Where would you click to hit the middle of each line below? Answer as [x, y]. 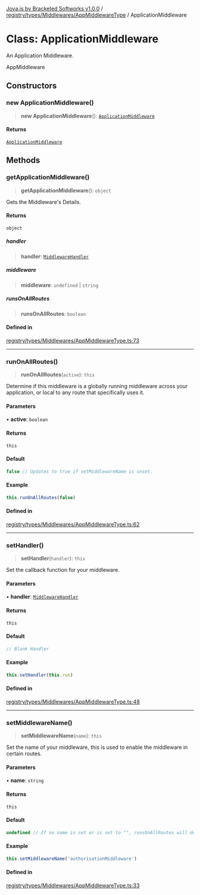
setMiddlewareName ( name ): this [61, 736]
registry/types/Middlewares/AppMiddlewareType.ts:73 [73, 340]
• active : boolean [27, 419]
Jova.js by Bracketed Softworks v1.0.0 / [54, 9]
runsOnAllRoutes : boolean [53, 314]
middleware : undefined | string [60, 285]
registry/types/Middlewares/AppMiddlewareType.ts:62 [73, 524]
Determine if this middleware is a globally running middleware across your [97, 386]
